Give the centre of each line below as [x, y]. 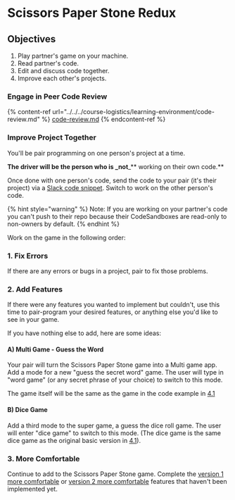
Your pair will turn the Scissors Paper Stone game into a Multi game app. [112, 365]
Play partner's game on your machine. [73, 56]
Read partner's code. [48, 63]
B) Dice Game [27, 409]
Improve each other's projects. [62, 78]
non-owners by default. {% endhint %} [63, 224]
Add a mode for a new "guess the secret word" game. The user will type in [115, 373]
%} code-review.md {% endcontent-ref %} [103, 119]
